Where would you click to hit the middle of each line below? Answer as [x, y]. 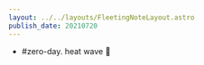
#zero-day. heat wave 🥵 [66, 51]
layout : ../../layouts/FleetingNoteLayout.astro [102, 17]
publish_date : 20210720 [53, 26]
